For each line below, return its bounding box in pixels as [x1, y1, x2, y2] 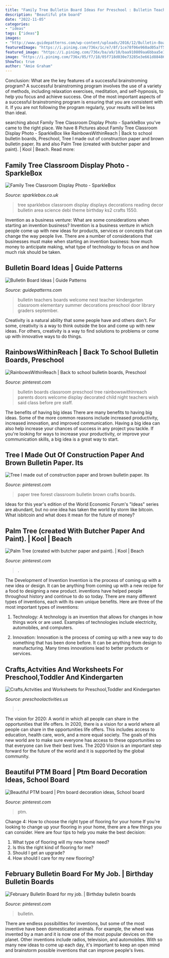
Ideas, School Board [5, 776, 69, 784]
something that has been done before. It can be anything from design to [12, 640, 162, 646]
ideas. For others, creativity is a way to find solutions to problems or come [5, 328, 159, 334]
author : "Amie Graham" [5, 64, 53, 69]
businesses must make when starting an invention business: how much [5, 238, 153, 244]
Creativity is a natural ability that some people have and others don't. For [5, 317, 156, 323]
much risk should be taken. [5, 249, 61, 255]
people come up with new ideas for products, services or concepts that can [5, 228, 162, 234]
